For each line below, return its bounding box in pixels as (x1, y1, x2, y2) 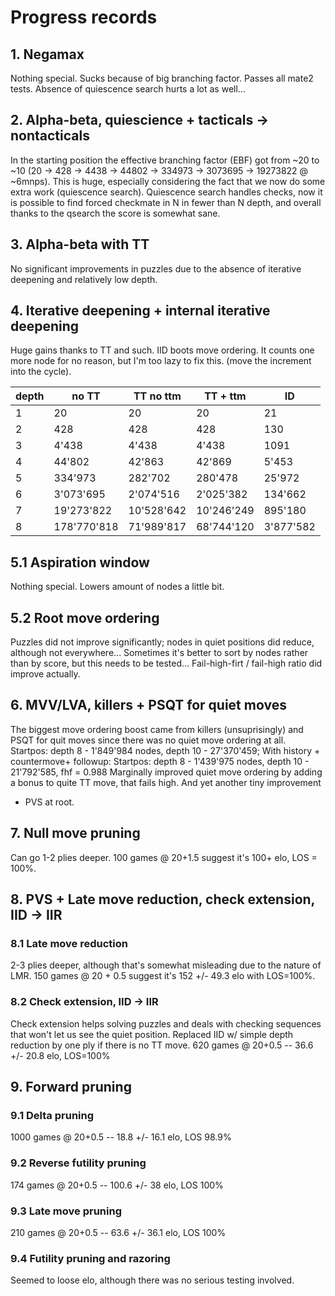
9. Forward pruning (10, 1079, 132, 1096)
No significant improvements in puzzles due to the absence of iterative (10, 262, 302, 275)
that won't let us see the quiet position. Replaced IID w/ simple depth (10, 1028, 294, 1040)
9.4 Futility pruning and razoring (10, 1251, 171, 1265)
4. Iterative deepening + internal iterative (10, 302, 271, 320)
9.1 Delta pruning (10, 1108, 95, 1122)
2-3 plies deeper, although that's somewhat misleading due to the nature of (10, 959, 322, 971)
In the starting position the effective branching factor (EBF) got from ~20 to (10, 154, 320, 166)
